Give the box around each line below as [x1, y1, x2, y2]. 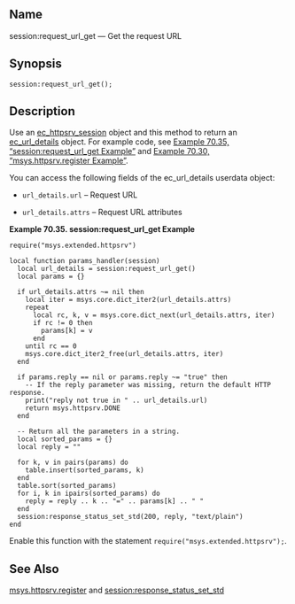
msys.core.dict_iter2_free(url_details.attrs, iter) [25, 350, 224, 359]
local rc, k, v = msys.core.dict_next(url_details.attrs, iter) [32, 311, 276, 320]
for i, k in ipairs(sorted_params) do [17, 489, 161, 499]
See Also [9, 561, 59, 577]
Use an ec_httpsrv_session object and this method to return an [9, 128, 237, 138]
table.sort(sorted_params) [17, 482, 117, 491]
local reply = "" [17, 443, 82, 452]
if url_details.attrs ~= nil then [17, 288, 144, 297]
